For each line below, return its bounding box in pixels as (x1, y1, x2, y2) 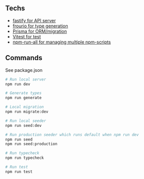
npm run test (5, 169, 33, 174)
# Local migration (5, 105, 44, 110)
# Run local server (5, 77, 46, 82)
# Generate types (5, 91, 42, 96)
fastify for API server (12, 17, 56, 23)
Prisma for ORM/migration (12, 28, 67, 34)
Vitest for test (12, 33, 41, 39)
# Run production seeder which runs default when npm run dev (5, 132, 139, 137)
